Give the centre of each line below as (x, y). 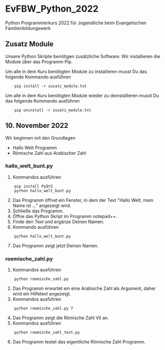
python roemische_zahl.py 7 (44, 309)
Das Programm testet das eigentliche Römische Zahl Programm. (79, 342)
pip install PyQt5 (34, 186)
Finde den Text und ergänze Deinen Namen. (58, 222)
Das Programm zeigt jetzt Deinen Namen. (56, 245)
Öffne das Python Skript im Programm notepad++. (65, 216)
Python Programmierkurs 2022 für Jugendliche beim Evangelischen (76, 23)
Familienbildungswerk (28, 28)
